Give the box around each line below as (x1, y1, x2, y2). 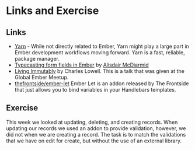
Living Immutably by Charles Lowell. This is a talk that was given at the (14, 68, 185, 74)
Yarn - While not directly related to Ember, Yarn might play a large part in (14, 43, 190, 50)
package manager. (14, 55, 60, 62)
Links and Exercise (6, 4, 99, 18)
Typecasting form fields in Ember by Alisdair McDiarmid (14, 61, 149, 68)
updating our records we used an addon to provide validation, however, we (6, 124, 186, 132)
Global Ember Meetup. (14, 74, 69, 81)
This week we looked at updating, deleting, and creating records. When (6, 118, 178, 125)
